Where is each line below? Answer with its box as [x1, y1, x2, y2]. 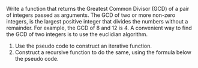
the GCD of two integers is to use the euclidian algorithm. [6, 31, 148, 38]
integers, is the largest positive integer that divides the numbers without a [6, 18, 188, 25]
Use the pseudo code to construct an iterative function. [14, 42, 152, 49]
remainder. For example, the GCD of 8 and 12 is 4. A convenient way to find [6, 24, 192, 31]
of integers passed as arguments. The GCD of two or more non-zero [6, 11, 176, 19]
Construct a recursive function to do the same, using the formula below [14, 49, 192, 56]
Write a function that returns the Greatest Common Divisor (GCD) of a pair [6, 5, 190, 12]
